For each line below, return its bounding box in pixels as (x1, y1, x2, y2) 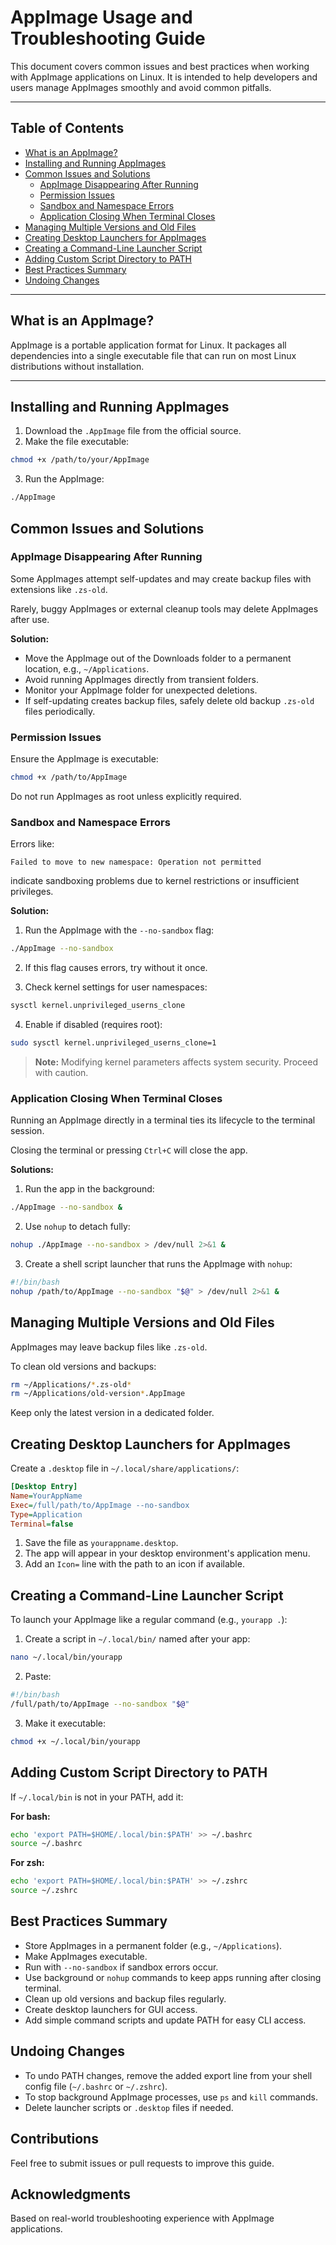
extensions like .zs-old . (10, 583, 108, 595)
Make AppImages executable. (24, 1950, 148, 1962)
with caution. (34, 1066, 89, 1078)
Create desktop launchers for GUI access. (24, 2003, 198, 2015)
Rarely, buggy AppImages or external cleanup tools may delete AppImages (10, 602, 319, 615)
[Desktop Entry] (10, 1482, 78, 1492)
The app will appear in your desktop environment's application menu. (24, 1547, 311, 1560)
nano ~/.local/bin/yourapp (10, 1652, 123, 1663)
